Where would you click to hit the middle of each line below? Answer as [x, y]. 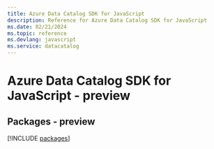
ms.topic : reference [37, 33]
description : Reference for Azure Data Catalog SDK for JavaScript [107, 20]
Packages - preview [51, 121]
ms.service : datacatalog [43, 46]
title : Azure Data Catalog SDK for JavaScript [76, 14]
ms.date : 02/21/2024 [37, 27]
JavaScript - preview [69, 96]
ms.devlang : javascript [42, 40]
